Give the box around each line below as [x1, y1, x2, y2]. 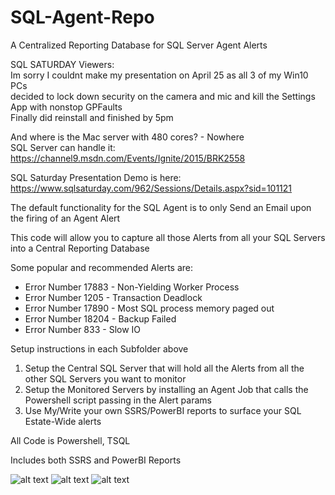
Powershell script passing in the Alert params [24, 394, 212, 406]
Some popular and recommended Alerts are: [10, 261, 194, 273]
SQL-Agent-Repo [10, 6, 155, 29]
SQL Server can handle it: [10, 141, 116, 153]
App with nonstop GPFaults [10, 101, 123, 113]
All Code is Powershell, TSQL [10, 434, 131, 446]
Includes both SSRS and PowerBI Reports [10, 454, 182, 466]
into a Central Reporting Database [10, 242, 150, 254]
